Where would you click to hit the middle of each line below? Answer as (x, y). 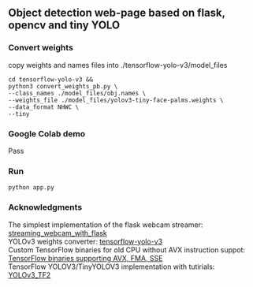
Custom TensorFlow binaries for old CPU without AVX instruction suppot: (127, 250)
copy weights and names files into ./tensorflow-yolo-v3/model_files (118, 65)
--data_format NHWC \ (44, 107)
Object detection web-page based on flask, (117, 13)
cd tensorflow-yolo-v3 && (50, 79)
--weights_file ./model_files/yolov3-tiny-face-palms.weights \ (116, 100)
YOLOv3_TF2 (30, 274)
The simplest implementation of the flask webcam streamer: (106, 225)
